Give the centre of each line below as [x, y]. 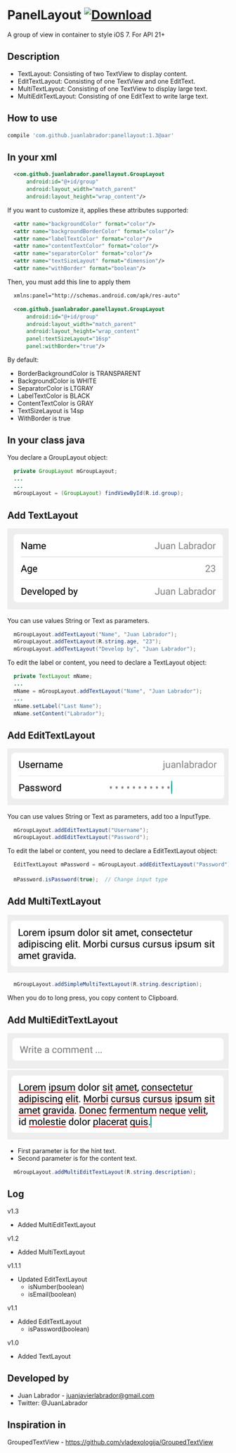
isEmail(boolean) [52, 1294]
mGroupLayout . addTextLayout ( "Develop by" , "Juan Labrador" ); [105, 649]
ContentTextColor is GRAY [55, 403]
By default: [23, 360]
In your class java [46, 440]
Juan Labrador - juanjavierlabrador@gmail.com [86, 1395]
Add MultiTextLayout [54, 901]
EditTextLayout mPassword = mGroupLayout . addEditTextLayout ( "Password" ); [124, 865]
